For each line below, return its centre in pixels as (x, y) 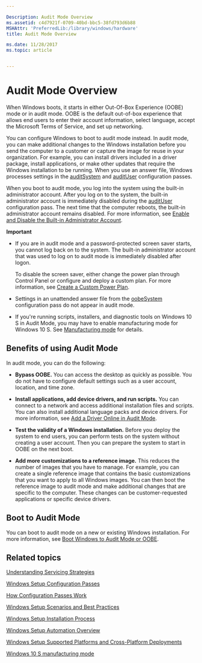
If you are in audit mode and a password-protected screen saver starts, (103, 243)
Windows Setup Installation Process (50, 619)
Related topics (34, 557)
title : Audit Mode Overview (41, 34)
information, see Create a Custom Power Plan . (72, 287)
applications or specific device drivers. (63, 499)
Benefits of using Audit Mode (62, 349)
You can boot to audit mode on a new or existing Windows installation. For (98, 532)
